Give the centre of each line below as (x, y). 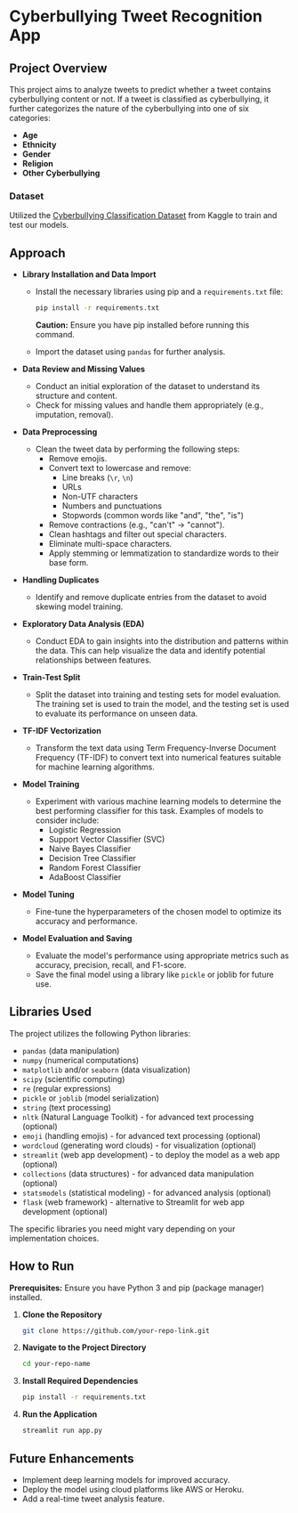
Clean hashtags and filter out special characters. (137, 534)
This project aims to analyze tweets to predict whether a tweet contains (140, 89)
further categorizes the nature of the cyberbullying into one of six (129, 108)
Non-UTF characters (100, 496)
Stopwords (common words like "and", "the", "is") (153, 515)
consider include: (67, 820)
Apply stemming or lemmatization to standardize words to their (164, 553)
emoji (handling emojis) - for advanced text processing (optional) (141, 1135)
